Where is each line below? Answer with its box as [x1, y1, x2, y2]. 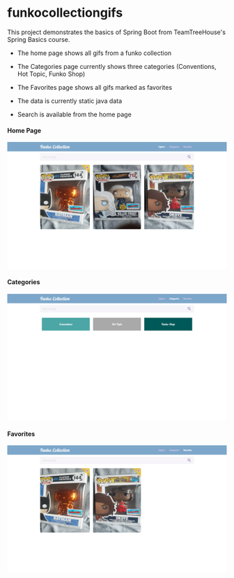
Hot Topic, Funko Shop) [17, 70, 86, 78]
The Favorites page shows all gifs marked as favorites [17, 83, 173, 91]
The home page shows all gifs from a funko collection [17, 49, 172, 57]
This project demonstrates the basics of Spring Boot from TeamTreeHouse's [7, 28, 226, 36]
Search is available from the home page [17, 110, 132, 118]
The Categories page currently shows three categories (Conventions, [17, 62, 217, 70]
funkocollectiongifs [7, 5, 123, 21]
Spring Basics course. [7, 35, 70, 43]
